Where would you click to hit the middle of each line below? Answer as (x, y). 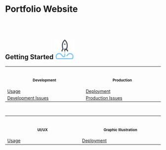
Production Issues (104, 98)
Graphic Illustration (120, 130)
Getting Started (29, 57)
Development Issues (28, 98)
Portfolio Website (41, 9)
